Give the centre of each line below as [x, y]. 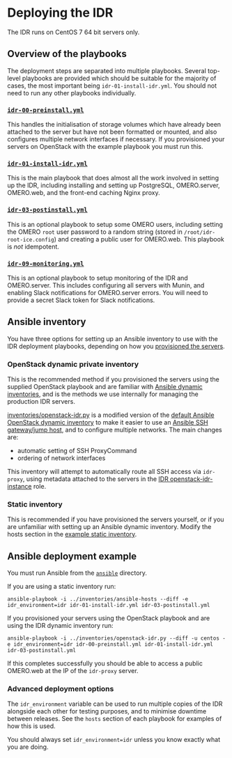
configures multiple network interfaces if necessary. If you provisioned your [116, 139]
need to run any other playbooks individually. [72, 93]
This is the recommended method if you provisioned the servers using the [113, 379]
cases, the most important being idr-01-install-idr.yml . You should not [112, 86]
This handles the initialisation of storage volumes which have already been [114, 125]
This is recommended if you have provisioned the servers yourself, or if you [116, 519]
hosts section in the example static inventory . [72, 535]
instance [20, 487]
